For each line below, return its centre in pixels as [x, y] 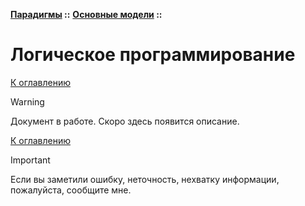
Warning [27, 101]
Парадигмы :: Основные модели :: [86, 14]
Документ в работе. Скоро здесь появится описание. [125, 121]
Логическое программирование [153, 55]
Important [30, 160]
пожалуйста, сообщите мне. [71, 190]
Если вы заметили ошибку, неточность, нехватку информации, [145, 179]
